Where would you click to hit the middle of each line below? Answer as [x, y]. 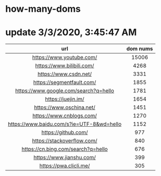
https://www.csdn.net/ [65, 74]
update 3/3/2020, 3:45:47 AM [71, 33]
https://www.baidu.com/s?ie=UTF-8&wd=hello [65, 124]
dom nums [140, 49]
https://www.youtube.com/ [65, 57]
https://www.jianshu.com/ [65, 158]
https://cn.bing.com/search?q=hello [65, 149]
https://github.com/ [65, 132]
